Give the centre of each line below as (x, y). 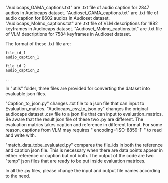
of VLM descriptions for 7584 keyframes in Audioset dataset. (68, 34)
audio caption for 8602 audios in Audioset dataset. (58, 18)
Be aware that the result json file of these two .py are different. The (74, 119)
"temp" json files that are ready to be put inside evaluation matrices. (75, 161)
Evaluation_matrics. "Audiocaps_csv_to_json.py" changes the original (77, 109)
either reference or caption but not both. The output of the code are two (79, 156)
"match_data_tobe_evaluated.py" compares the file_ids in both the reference (84, 145)
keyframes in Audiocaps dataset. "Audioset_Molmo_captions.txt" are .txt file (84, 29)
